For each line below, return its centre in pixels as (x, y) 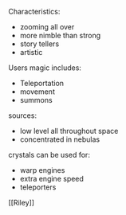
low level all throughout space (69, 131)
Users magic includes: (45, 68)
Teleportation (42, 83)
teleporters (38, 187)
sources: (23, 115)
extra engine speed (51, 179)
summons (36, 100)
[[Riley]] (21, 203)
